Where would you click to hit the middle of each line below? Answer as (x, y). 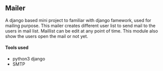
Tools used (17, 47)
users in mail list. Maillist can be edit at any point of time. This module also (82, 31)
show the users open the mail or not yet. (47, 36)
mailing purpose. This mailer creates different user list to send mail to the (80, 25)
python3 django (29, 59)
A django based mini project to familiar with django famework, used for (78, 20)
